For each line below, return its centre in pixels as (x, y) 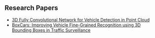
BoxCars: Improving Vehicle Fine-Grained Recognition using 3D (76, 25)
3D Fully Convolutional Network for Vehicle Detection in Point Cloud (81, 19)
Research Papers (31, 8)
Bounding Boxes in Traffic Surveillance (51, 30)
